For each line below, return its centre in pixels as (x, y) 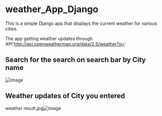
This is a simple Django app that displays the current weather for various (81, 23)
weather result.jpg (24, 108)
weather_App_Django (52, 9)
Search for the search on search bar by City (76, 60)
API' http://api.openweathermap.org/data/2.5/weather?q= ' (66, 44)
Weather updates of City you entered (65, 96)
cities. (11, 28)
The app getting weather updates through (49, 38)
